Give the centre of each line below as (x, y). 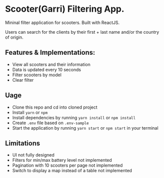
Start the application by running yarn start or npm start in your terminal (85, 128)
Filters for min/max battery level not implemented (62, 160)
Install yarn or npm (30, 112)
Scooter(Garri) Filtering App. (65, 9)
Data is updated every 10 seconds (46, 69)
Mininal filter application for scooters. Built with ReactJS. (62, 22)
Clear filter (23, 80)
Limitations (23, 143)
